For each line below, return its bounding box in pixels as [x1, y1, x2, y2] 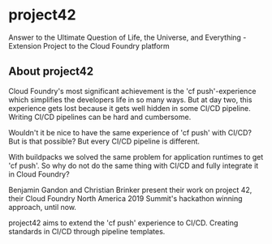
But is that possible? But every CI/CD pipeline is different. [8, 136, 201, 146]
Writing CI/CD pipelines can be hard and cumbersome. [8, 112, 192, 122]
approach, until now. [8, 202, 77, 212]
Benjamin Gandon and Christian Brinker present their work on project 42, [8, 185, 253, 195]
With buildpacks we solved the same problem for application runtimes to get [8, 152, 264, 161]
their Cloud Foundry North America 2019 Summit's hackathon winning [8, 193, 243, 203]
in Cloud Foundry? [8, 169, 71, 179]
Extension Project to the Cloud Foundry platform [8, 41, 171, 50]
